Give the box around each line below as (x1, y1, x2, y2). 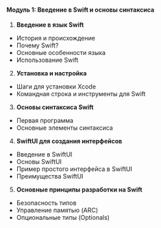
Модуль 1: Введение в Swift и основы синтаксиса (6, 5, 155, 14)
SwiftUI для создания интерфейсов (16, 137, 123, 146)
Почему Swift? (16, 41, 59, 49)
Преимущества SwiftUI (16, 172, 84, 181)
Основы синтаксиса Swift (16, 103, 94, 111)
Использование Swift (16, 56, 79, 65)
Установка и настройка (16, 69, 87, 78)
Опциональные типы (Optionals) (16, 214, 110, 222)
